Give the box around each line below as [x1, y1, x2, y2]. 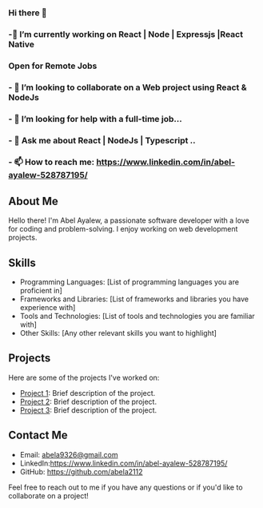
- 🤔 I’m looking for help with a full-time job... [8, 113, 182, 124]
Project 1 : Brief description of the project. [19, 388, 156, 397]
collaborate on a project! [8, 490, 90, 500]
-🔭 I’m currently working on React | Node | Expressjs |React [8, 28, 244, 39]
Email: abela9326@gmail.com [19, 450, 118, 459]
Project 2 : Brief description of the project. [19, 397, 157, 406]
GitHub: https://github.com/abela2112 [19, 466, 143, 476]
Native [8, 38, 34, 50]
